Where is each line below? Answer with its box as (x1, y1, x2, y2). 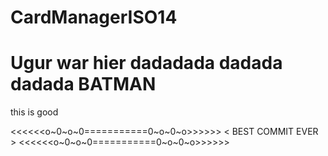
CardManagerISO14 (10, 6, 178, 29)
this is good (10, 106, 59, 118)
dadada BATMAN (10, 73, 157, 96)
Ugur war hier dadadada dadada (10, 52, 283, 75)
